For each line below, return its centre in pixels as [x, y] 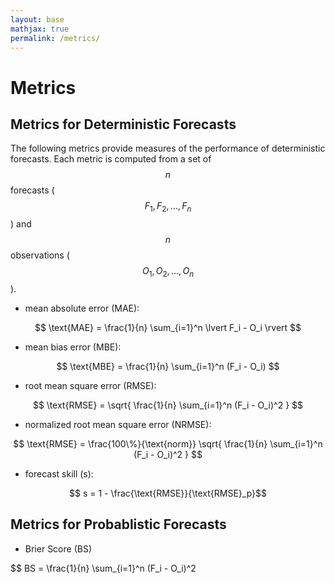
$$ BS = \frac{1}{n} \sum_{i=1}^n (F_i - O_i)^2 [103, 568]
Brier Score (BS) [58, 548]
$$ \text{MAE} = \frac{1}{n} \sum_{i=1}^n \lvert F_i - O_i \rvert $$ [168, 327]
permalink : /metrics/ [55, 38]
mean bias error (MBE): [73, 347]
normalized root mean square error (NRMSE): [118, 424]
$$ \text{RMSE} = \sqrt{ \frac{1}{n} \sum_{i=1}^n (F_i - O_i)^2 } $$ [168, 405]
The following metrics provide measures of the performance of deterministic [168, 148]
